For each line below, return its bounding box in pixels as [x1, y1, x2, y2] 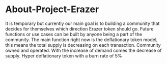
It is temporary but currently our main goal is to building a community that [5, 20, 160, 26]
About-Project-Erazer [5, 4, 99, 15]
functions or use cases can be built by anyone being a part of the [5, 31, 143, 37]
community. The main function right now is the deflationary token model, [5, 37, 158, 43]
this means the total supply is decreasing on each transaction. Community [5, 42, 161, 48]
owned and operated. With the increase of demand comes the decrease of [5, 47, 162, 53]
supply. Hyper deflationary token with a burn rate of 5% [5, 52, 122, 59]
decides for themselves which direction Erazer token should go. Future [5, 25, 154, 31]
